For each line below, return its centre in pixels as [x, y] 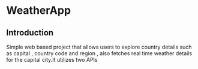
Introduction [30, 33]
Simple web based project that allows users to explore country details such [99, 47]
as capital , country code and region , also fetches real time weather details [99, 53]
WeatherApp [38, 10]
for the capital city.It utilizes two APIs [52, 60]
